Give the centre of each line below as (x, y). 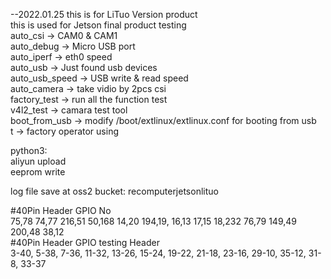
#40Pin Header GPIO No (61, 210)
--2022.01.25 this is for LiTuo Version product (104, 14)
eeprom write (38, 172)
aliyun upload (38, 161)
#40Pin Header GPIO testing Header (85, 242)
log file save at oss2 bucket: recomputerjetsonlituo (114, 191)
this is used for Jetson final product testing (98, 25)
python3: (29, 150)
